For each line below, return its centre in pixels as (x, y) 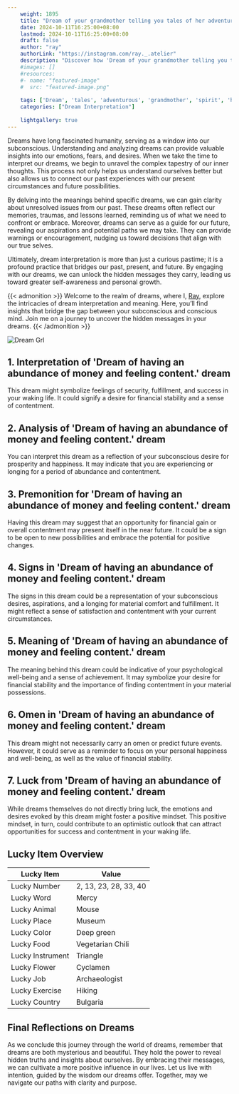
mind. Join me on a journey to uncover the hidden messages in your (107, 318)
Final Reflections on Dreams (71, 1027)
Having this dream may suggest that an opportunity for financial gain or (112, 522)
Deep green (96, 933)
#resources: (38, 74)
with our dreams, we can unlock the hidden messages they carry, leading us (119, 274)
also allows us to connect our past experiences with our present (101, 178)
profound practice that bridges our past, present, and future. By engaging (115, 267)
